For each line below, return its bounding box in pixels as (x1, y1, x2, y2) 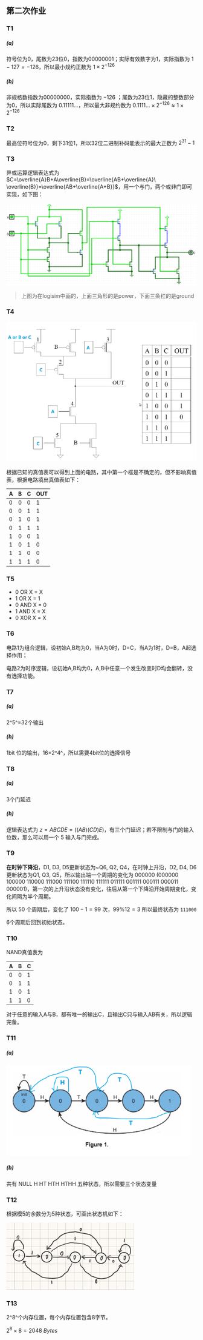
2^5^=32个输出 (6, 718, 44, 726)
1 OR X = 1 (14, 595, 40, 602)
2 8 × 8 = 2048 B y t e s (6, 1326, 58, 1334)
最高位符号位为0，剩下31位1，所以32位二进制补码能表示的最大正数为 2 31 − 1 (6, 138, 195, 147)
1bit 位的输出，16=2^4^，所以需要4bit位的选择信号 (6, 749, 131, 756)
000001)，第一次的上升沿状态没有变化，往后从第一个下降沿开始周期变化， (6, 885, 192, 892)
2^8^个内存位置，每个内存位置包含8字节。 (6, 1314, 111, 1321)
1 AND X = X (14, 608, 46, 615)
